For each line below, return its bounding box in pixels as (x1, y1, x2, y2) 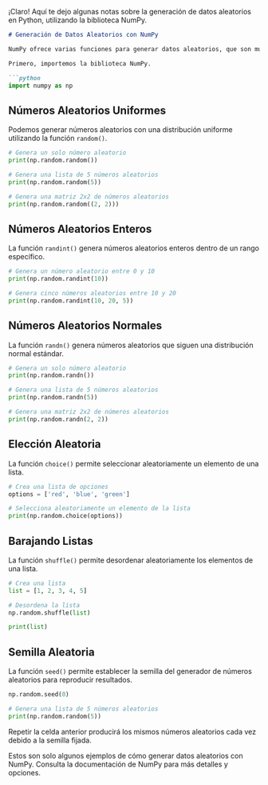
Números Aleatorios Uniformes (8, 103, 167, 117)
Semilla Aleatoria (8, 645, 95, 659)
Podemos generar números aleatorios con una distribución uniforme (8, 125, 233, 134)
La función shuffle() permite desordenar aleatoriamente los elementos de (8, 555, 254, 565)
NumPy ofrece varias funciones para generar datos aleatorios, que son (8, 45, 251, 53)
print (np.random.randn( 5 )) (8, 394, 98, 402)
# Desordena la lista (8, 601, 81, 609)
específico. (8, 252, 45, 262)
